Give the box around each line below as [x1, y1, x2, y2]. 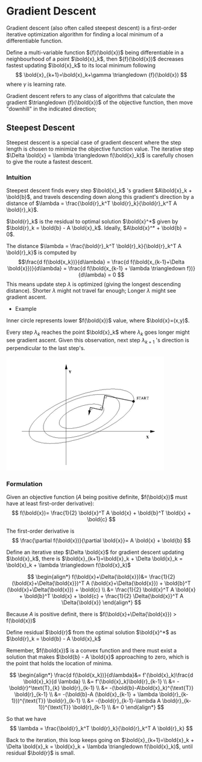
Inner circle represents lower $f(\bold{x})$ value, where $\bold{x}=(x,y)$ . [6, 317, 190, 324]
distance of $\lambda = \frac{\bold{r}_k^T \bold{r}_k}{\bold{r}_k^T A [6, 200, 177, 207]
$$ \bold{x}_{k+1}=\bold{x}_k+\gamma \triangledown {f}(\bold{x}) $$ [15, 71, 188, 78]
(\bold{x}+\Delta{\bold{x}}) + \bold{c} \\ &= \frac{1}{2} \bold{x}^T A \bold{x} [7, 585, 196, 593]
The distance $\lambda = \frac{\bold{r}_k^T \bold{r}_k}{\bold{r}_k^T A [6, 243, 182, 250]
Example [14, 305, 37, 313]
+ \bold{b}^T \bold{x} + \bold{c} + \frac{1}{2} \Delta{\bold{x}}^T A [19, 592, 184, 599]
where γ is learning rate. [6, 80, 66, 88]
